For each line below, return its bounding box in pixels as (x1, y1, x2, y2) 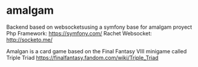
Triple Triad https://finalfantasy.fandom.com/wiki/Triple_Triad (6, 54, 159, 61)
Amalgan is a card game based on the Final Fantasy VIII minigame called (6, 47, 187, 54)
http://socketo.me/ (6, 36, 53, 43)
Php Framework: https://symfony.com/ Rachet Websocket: (6, 29, 153, 36)
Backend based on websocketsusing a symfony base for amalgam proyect (6, 23, 193, 31)
